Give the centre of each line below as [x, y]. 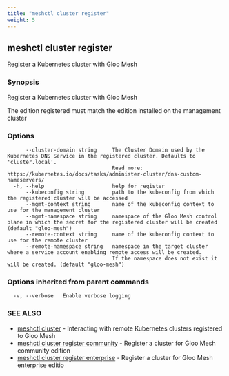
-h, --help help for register [89, 186]
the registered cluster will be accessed [68, 198]
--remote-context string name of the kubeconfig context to [120, 234]
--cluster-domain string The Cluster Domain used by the [115, 150]
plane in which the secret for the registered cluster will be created [112, 222]
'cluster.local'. [32, 162]
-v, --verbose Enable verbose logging [72, 296]
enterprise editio [40, 365]
